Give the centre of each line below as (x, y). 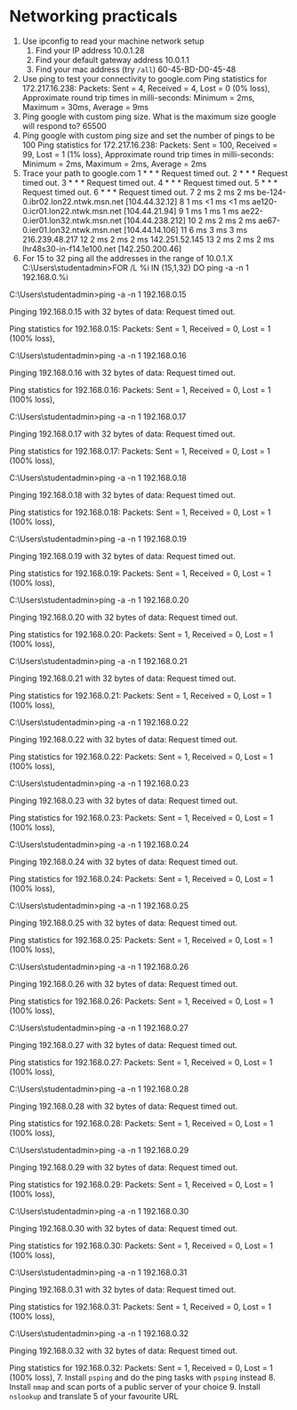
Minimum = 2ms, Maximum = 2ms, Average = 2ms (114, 164)
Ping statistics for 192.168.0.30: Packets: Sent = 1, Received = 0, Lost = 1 (141, 1246)
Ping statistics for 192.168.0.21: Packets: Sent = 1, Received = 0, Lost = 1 (140, 695)
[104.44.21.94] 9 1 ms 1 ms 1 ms (181, 211)
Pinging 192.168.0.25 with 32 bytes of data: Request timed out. (124, 923)
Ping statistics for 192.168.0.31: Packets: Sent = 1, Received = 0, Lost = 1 (140, 1306)
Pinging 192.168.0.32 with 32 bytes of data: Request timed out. (124, 1350)
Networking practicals (93, 16)
